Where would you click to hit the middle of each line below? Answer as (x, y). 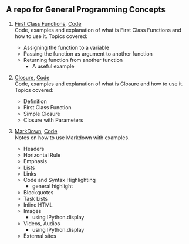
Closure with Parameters (53, 120)
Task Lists (36, 198)
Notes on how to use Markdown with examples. (72, 138)
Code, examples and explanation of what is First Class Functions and (98, 30)
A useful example (53, 66)
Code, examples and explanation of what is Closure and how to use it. (99, 84)
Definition (35, 101)
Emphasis (35, 161)
